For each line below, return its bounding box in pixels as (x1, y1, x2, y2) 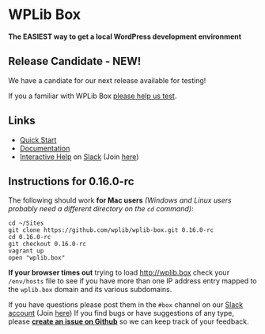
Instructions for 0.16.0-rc (8, 174, 134, 188)
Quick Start (19, 135, 57, 144)
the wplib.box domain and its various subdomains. (8, 285, 172, 294)
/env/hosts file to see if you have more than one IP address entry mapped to (8, 276, 257, 286)
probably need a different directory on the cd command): (8, 204, 194, 214)
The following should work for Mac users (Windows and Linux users (8, 195, 232, 205)
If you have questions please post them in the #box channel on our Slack (8, 300, 244, 309)
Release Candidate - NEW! (8, 55, 142, 68)
